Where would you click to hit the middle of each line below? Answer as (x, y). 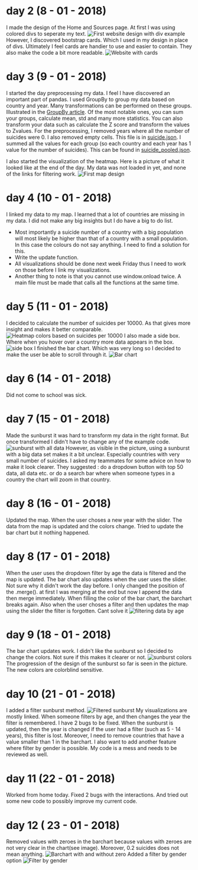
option (14, 861)
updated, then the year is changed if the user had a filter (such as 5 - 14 (94, 729)
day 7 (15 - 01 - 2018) (58, 419)
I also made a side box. (152, 335)
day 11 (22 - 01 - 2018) (61, 778)
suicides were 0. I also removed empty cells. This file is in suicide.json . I (94, 137)
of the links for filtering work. (41, 174)
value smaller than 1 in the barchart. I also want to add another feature (91, 742)
